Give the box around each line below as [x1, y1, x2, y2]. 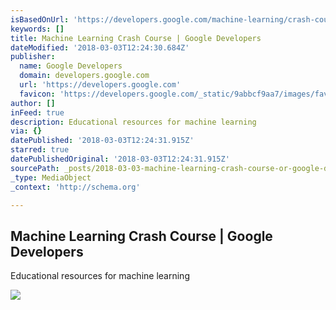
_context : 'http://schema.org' [10, 182, 141, 192]
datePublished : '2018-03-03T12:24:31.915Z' [10, 136, 195, 146]
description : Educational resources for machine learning [10, 117, 257, 127]
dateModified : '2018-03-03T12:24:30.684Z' [10, 42, 190, 53]
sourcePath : [10, 163, 60, 173]
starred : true [10, 145, 70, 155]
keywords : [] [10, 24, 65, 34]
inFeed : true [10, 107, 65, 118]
